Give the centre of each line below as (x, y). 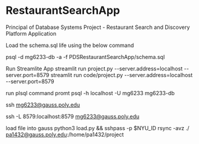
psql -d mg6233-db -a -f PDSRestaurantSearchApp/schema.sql (85, 57)
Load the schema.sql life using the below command (70, 45)
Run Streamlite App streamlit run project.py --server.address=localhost (94, 68)
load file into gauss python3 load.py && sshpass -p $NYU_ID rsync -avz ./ (98, 128)
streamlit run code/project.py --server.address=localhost (122, 75)
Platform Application (31, 33)
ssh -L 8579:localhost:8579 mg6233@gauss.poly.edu (73, 116)
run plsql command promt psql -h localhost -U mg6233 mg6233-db (90, 93)
